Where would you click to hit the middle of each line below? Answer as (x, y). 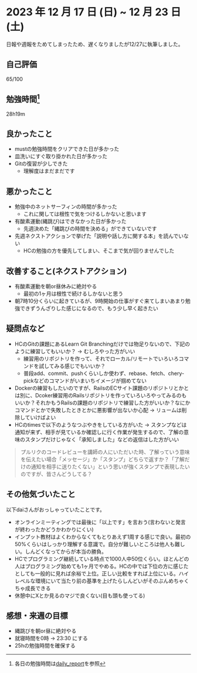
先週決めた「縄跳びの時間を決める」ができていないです (90, 229)
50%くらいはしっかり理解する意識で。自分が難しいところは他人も (95, 544)
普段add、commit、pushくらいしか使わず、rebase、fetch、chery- (104, 373)
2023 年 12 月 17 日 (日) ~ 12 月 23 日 (94, 12)
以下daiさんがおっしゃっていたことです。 (56, 510)
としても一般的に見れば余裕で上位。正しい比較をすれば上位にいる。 (96, 573)
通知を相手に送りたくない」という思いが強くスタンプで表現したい (111, 466)
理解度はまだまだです (49, 171)
